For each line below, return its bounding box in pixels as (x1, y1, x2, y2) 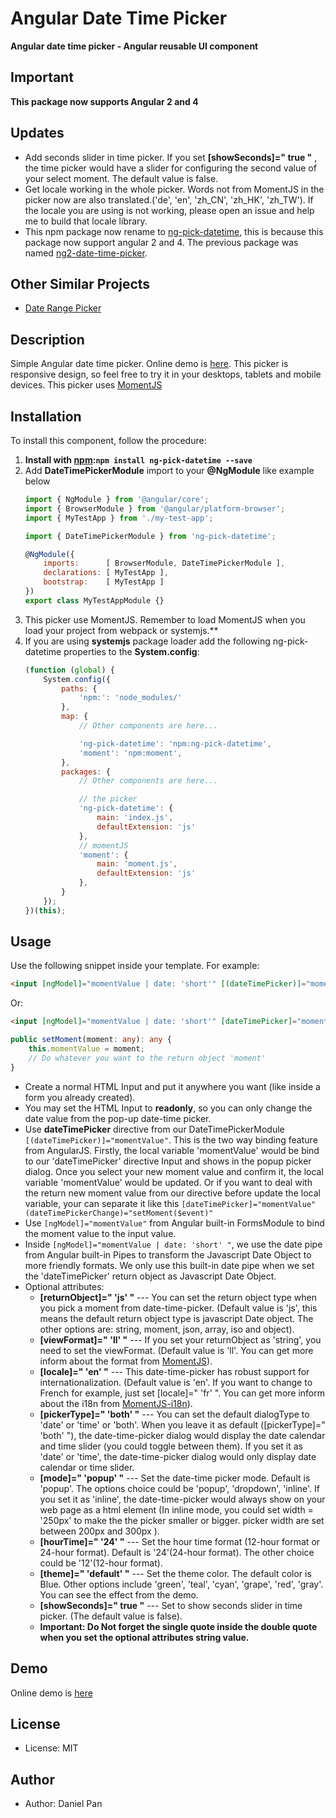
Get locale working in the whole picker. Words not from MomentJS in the (24, 183, 325, 195)
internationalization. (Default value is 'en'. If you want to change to (39, 1376, 313, 1388)
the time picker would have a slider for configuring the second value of (24, 162, 317, 174)
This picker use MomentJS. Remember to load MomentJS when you (24, 613, 306, 626)
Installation (10, 408, 82, 425)
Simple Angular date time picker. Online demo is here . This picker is (10, 358, 289, 370)
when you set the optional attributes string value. (39, 1631, 250, 1643)
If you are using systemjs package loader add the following (24, 635, 271, 647)
